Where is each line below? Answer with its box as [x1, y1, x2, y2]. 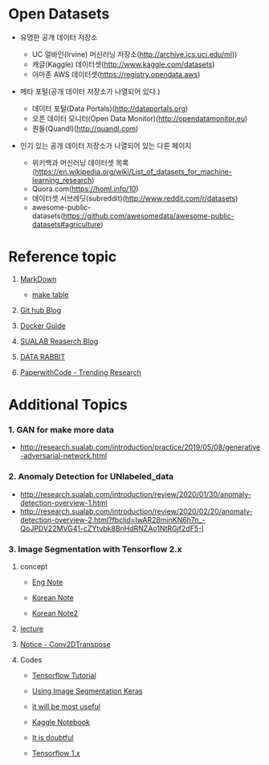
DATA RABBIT [19, 352, 66, 361]
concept [19, 561, 48, 571]
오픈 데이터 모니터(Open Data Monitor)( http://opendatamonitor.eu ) [31, 113, 248, 123]
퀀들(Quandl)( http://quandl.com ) [31, 124, 139, 133]
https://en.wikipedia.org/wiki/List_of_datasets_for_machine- [35, 166, 233, 177]
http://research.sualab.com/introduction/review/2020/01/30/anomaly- [19, 489, 251, 498]
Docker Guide [19, 320, 66, 330]
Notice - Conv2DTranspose [19, 639, 111, 649]
